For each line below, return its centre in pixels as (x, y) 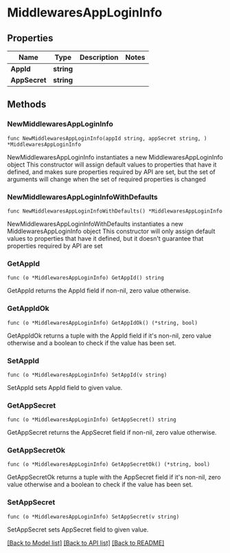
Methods (27, 105)
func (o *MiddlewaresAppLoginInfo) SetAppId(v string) (87, 375)
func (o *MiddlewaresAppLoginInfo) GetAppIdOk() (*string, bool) (102, 323)
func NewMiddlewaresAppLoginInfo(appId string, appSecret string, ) (107, 138)
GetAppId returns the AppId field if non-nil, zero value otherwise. (99, 291)
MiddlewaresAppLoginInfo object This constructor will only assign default (111, 231)
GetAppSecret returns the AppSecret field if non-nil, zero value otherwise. (112, 433)
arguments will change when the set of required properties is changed (106, 179)
